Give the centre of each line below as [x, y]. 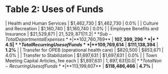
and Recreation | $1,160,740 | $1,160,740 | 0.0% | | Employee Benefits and [82, 28]
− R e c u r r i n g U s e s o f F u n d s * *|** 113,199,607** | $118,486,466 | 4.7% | [79, 66]
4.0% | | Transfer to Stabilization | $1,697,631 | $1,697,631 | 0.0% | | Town [81, 55]
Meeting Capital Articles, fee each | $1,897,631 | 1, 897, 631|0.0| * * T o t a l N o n [83, 60]
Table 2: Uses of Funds [54, 9]
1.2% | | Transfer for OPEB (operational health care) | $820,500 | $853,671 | [84, 50]
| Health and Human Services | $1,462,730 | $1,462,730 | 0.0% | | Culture [82, 23]
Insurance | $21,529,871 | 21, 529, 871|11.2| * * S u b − [59, 34]
